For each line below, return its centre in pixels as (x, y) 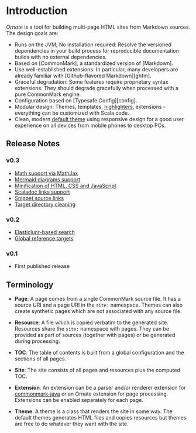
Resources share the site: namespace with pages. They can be (92, 329)
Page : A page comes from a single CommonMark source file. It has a (98, 299)
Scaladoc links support (42, 192)
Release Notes (33, 144)
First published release (42, 266)
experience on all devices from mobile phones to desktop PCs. (90, 125)
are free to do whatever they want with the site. (71, 424)
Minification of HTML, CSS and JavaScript (66, 185)
